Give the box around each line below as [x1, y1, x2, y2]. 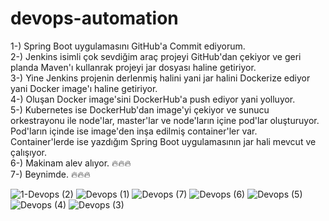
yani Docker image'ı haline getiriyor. [10, 82, 158, 94]
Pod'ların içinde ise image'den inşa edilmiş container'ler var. [10, 125, 258, 137]
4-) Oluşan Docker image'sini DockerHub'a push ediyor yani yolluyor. [10, 93, 296, 105]
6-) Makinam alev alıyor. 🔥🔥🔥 [10, 157, 132, 169]
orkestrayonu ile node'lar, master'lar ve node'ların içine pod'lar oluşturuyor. [10, 114, 320, 126]
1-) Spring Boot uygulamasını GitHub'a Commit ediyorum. [10, 40, 246, 52]
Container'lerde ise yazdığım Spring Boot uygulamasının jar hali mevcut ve [10, 135, 317, 147]
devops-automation [10, 7, 179, 30]
